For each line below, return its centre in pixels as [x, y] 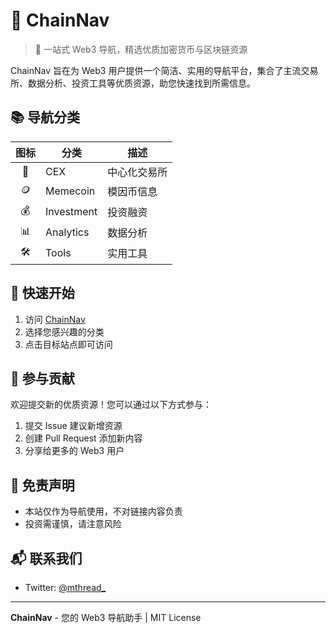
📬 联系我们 [46, 558]
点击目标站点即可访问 [68, 344]
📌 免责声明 [42, 485]
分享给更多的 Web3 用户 [74, 451]
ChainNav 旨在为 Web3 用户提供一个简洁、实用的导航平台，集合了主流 [156, 70]
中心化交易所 [137, 172]
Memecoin [70, 191]
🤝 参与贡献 [42, 378]
